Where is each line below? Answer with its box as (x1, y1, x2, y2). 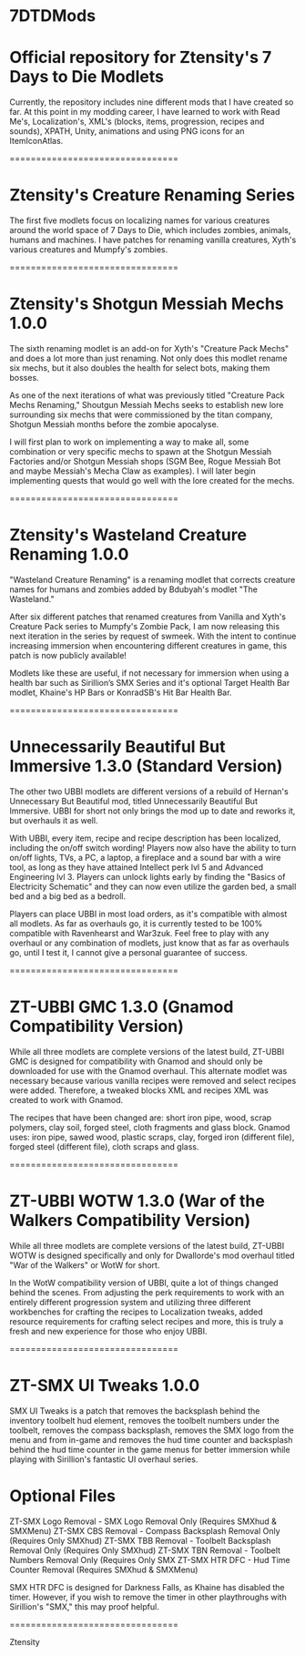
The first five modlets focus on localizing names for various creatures (9, 215, 270, 226)
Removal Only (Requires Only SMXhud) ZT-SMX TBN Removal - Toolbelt (9, 1545, 280, 1556)
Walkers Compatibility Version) (9, 1211, 251, 1231)
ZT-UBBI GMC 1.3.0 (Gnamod (9, 997, 234, 1017)
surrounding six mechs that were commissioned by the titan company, (9, 409, 273, 420)
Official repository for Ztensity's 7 (9, 47, 272, 68)
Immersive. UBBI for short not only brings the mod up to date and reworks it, (9, 805, 296, 816)
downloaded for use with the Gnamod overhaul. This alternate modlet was (9, 1065, 288, 1076)
